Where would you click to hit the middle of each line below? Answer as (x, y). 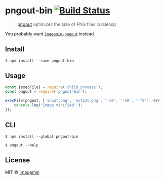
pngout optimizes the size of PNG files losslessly (67, 24)
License (18, 160)
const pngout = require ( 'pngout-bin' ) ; (46, 92)
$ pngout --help (22, 145)
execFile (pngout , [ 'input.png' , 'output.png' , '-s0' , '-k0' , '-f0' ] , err (83, 101)
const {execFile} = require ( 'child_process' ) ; (54, 87)
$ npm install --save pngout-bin (40, 61)
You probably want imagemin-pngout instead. (50, 34)
